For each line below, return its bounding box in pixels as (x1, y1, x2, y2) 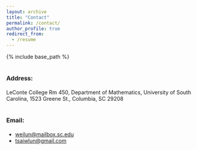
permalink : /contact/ (6, 20, 61, 26)
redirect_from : (6, 31, 44, 37)
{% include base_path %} (6, 53, 70, 60)
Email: (6, 116, 25, 125)
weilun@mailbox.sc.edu (14, 130, 74, 138)
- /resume (11, 37, 36, 43)
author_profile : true (6, 25, 61, 32)
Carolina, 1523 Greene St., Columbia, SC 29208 (6, 95, 124, 102)
